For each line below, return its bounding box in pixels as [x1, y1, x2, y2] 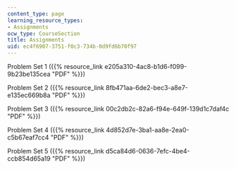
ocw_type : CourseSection [7, 30, 80, 37]
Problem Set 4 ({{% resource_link [7, 126, 105, 134]
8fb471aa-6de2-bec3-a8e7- [105, 84, 189, 92]
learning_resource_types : [7, 17, 83, 24]
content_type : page [7, 10, 65, 18]
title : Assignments [7, 37, 65, 44]
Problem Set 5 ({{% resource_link [7, 147, 104, 155]
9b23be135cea [7, 70, 51, 78]
